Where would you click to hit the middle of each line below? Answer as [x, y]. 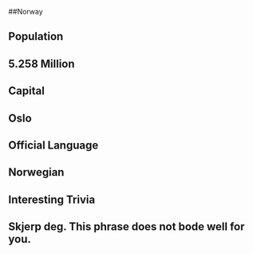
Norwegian [36, 172]
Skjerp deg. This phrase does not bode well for [126, 227]
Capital [27, 91]
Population [36, 36]
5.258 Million [42, 63]
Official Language [53, 145]
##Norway [26, 12]
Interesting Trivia [52, 199]
